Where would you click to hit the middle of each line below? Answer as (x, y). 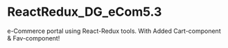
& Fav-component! (34, 38)
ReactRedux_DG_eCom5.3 (85, 12)
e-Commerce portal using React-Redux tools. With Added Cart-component (114, 31)
